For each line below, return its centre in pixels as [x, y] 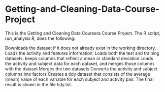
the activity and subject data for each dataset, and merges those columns [80, 63]
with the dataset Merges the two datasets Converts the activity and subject [81, 69]
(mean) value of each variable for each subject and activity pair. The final [79, 79]
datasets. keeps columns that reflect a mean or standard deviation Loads [79, 58]
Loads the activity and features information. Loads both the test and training [82, 53]
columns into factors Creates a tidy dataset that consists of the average [78, 74]
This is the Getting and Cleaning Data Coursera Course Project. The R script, [83, 33]
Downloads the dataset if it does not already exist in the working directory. [81, 48]
